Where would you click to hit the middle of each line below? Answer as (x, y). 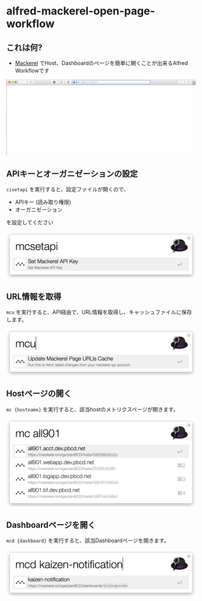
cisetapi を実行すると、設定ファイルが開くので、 (68, 189)
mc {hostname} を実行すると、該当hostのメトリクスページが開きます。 (93, 409)
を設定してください (30, 222)
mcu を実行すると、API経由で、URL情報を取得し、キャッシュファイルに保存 (99, 312)
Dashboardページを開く (51, 525)
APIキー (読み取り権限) (43, 202)
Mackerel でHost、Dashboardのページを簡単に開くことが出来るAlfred (101, 63)
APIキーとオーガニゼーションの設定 (72, 173)
